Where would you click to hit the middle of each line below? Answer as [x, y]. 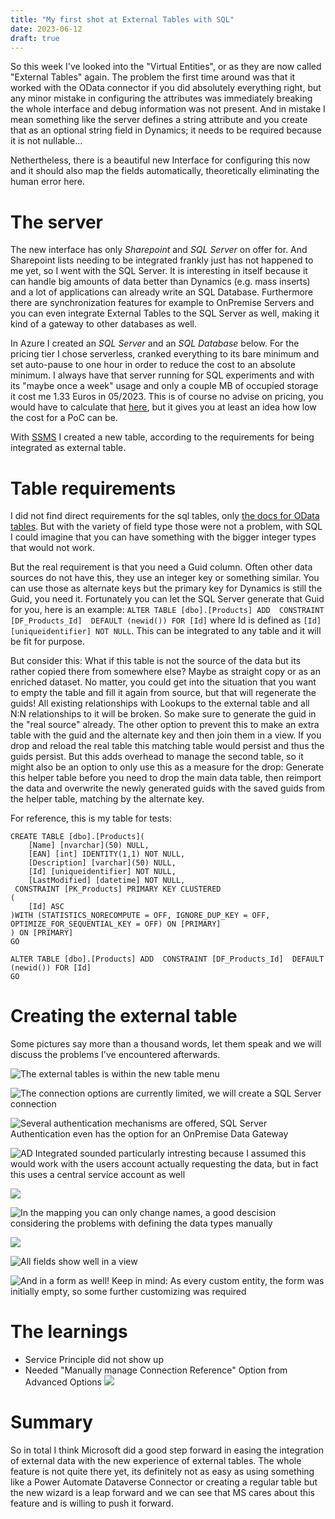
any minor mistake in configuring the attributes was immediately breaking [161, 98]
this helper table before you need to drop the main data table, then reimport [166, 778]
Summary [51, 1422]
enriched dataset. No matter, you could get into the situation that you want [163, 682]
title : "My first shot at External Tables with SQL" [122, 19]
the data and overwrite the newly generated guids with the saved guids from [167, 788]
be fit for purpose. [48, 642]
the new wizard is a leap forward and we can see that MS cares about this [162, 1493]
